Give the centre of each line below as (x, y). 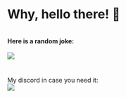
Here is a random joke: (41, 41)
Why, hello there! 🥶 (64, 14)
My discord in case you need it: (53, 80)
